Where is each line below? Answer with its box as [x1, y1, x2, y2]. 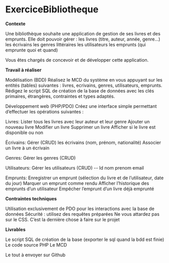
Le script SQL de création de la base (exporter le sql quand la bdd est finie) [5, 236, 164, 242]
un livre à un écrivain [5, 145, 50, 151]
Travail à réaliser [5, 67, 42, 73]
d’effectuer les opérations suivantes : [5, 108, 84, 115]
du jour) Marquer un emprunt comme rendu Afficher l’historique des [5, 180, 149, 186]
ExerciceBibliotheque [5, 4, 99, 15]
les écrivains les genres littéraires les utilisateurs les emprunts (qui [5, 41, 146, 47]
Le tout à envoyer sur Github [5, 252, 66, 258]
